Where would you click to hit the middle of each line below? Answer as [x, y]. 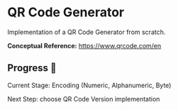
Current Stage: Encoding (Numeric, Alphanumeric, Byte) [89, 85]
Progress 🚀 [32, 68]
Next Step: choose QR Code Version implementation [84, 99]
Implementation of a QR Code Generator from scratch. [87, 32]
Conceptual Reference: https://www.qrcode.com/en [84, 45]
